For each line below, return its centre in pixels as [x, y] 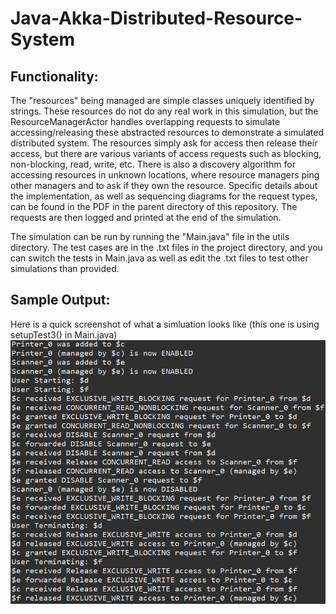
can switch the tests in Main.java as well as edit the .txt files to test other [159, 258]
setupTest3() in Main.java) [64, 334]
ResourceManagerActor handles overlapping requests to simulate [145, 121]
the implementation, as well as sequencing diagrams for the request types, [164, 196]
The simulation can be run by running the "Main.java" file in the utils [150, 236]
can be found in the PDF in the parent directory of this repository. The [154, 206]
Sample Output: [60, 300]
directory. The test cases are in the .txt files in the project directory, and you [166, 247]
